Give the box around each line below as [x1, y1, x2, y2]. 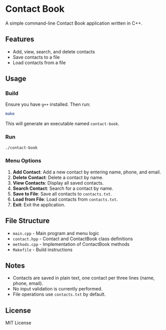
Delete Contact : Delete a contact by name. [12, 174, 103, 180]
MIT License [5, 320, 32, 326]
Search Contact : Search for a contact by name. [12, 185, 114, 191]
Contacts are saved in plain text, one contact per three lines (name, [12, 275, 155, 281]
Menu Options [5, 157, 42, 164]
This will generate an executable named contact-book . [5, 121, 119, 127]
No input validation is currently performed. [12, 286, 102, 292]
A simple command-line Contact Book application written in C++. [5, 20, 142, 26]
